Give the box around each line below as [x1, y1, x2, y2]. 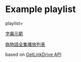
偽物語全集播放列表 [5, 41, 46, 47]
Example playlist [5, 4, 76, 15]
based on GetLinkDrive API [5, 51, 62, 57]
